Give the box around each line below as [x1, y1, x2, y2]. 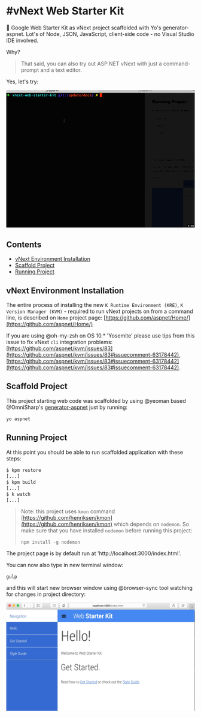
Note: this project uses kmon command [20, 508, 115, 515]
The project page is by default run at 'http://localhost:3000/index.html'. [6, 550, 181, 557]
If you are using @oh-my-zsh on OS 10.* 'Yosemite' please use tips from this [6, 332, 195, 339]
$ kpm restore [6, 467, 42, 473]
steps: [6, 454, 22, 462]
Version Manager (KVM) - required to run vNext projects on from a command [6, 308, 193, 315]
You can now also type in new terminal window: [6, 561, 124, 568]
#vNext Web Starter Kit [6, 4, 124, 18]
